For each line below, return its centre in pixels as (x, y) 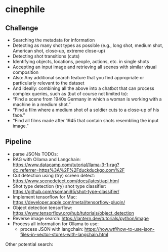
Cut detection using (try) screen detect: (54, 175)
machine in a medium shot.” (41, 104)
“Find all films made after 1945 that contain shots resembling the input (86, 120)
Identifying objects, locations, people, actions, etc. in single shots (81, 61)
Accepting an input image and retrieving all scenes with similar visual (85, 67)
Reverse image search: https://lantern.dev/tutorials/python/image (81, 218)
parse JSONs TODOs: (35, 154)
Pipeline (18, 142)
